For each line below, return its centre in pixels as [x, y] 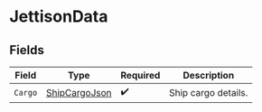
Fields [27, 50]
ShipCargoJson [79, 92]
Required [140, 75]
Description [209, 75]
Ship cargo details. [208, 92]
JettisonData [59, 17]
